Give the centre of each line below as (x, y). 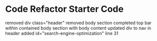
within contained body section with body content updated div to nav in (78, 28)
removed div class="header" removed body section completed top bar (78, 23)
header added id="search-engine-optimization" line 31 (62, 33)
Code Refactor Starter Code (64, 9)
